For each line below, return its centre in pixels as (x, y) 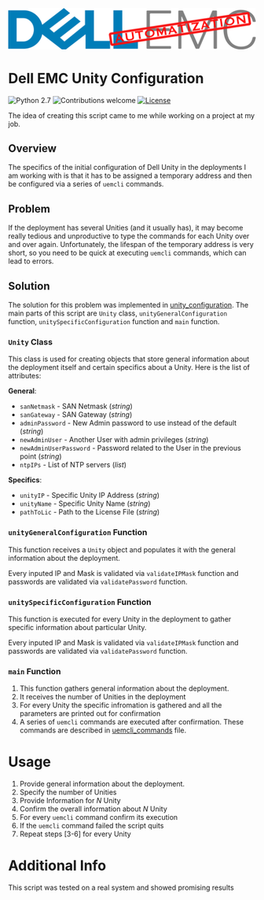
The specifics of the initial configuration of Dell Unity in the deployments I (127, 168)
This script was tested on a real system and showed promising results (121, 887)
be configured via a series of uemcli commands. (86, 184)
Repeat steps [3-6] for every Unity (75, 834)
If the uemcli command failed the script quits (92, 826)
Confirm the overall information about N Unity (93, 809)
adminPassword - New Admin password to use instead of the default (128, 423)
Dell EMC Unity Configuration (106, 78)
